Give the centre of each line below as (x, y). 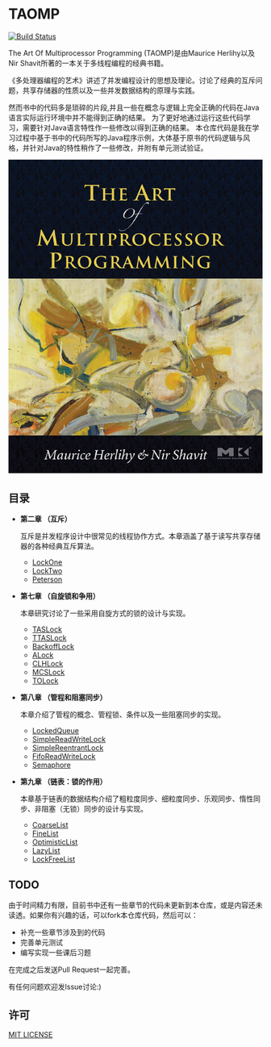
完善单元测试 (41, 943)
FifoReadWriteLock (64, 757)
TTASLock (49, 638)
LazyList (46, 851)
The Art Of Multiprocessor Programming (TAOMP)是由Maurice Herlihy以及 (132, 52)
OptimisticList (55, 842)
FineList (45, 834)
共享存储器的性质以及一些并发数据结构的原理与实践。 (110, 90)
